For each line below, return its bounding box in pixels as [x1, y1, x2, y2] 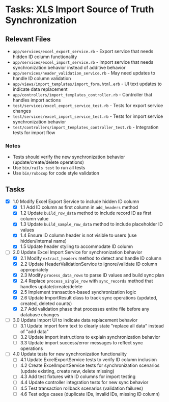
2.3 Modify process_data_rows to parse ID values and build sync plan [20, 272, 164, 278]
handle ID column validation [12, 76, 71, 81]
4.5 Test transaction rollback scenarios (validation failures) [20, 385, 144, 391]
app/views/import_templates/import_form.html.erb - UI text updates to [12, 81, 162, 87]
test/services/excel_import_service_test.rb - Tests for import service [12, 113, 163, 119]
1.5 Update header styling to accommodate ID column [20, 243, 133, 249]
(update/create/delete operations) [12, 159, 84, 165]
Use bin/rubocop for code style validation [12, 170, 100, 177]
